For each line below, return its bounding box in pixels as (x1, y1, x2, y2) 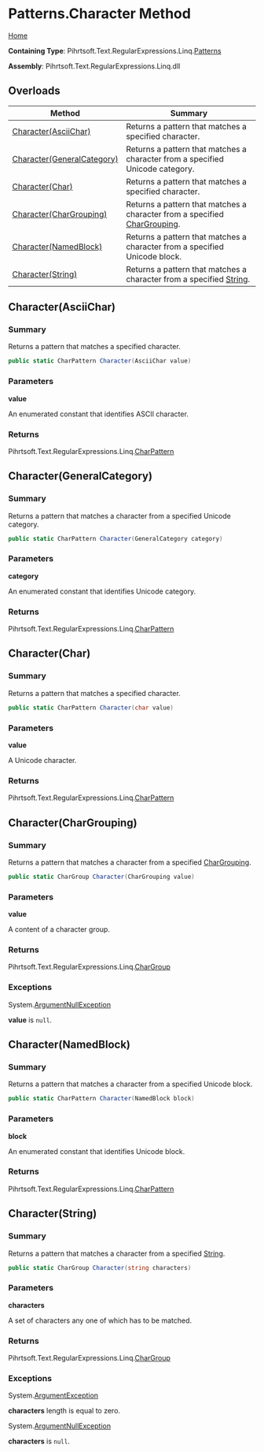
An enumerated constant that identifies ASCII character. (8, 409, 189, 419)
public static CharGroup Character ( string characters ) (8, 1264, 192, 1271)
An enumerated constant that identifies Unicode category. (8, 586, 196, 596)
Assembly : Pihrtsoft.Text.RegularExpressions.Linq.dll (8, 61, 181, 71)
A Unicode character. (8, 755, 77, 765)
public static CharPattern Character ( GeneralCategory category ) (8, 534, 223, 542)
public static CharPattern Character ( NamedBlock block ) (8, 1095, 195, 1103)
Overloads (8, 84, 60, 98)
